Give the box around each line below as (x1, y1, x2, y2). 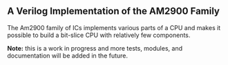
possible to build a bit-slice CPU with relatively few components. (7, 31, 191, 39)
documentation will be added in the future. (7, 51, 129, 60)
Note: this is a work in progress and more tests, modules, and (7, 44, 183, 52)
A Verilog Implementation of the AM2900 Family (7, 5, 220, 17)
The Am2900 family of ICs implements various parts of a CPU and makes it (7, 23, 221, 31)
